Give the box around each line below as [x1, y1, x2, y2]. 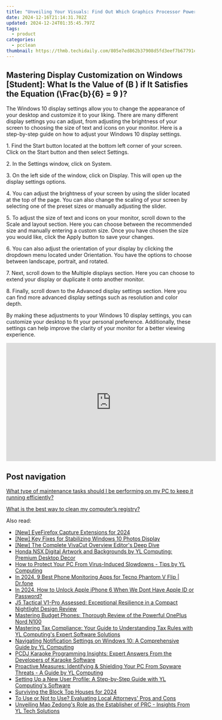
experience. [6, 331, 36, 338]
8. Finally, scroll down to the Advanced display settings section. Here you [6, 287, 187, 294]
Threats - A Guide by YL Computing [14, 669, 104, 676]
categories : [6, 37, 36, 43]
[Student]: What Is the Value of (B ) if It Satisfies [6, 79, 188, 90]
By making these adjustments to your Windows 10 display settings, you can [6, 312, 192, 319]
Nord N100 [14, 618, 42, 625]
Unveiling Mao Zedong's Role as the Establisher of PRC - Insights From [14, 701, 190, 709]
